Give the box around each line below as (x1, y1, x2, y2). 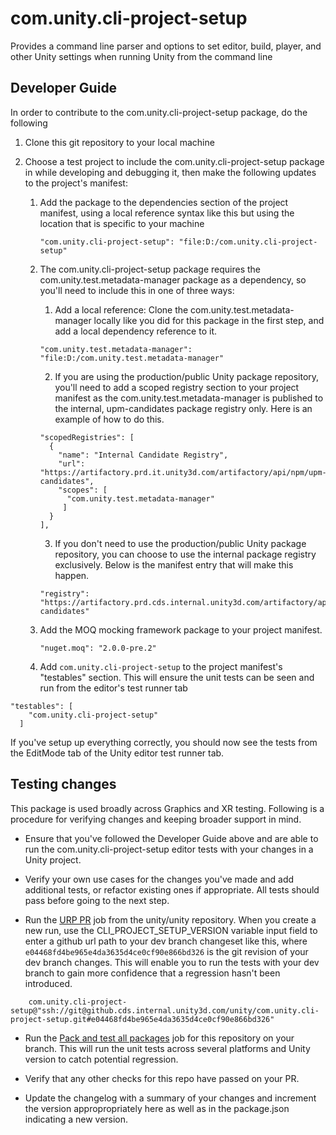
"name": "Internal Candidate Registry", (58, 450, 229, 460)
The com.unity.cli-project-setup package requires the (39, 263, 262, 275)
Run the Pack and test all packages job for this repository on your (24, 1032, 295, 1044)
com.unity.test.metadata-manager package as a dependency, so (39, 273, 307, 286)
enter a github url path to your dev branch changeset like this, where (24, 935, 308, 947)
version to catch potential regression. (24, 1053, 179, 1065)
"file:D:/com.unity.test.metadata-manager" (39, 353, 225, 363)
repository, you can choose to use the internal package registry (54, 548, 317, 560)
